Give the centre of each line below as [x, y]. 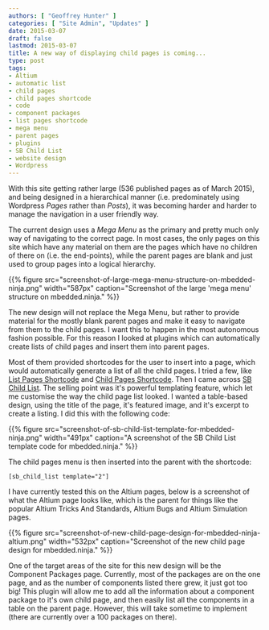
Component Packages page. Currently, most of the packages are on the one [134, 574]
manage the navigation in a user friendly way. [84, 214]
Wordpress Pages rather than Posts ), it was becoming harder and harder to [132, 205]
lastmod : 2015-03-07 [43, 46]
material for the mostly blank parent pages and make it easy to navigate [127, 321]
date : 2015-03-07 [37, 31]
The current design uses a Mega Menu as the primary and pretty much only [134, 230]
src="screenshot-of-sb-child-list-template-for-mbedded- [140, 429]
